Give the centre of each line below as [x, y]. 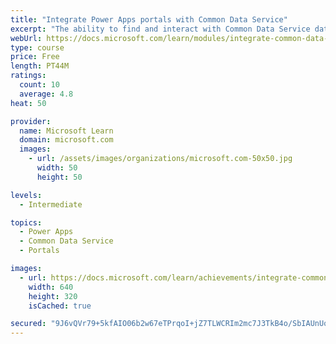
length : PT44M [40, 66]
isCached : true [60, 306]
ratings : [28, 76]
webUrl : [26, 38]
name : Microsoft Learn [66, 131]
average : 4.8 [46, 94]
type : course [37, 47]
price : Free [35, 57]
